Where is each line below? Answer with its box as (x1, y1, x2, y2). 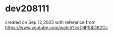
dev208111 (5, 3, 50, 14)
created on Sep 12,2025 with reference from (5, 19, 96, 25)
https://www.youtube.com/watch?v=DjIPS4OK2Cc (5, 24, 108, 30)
